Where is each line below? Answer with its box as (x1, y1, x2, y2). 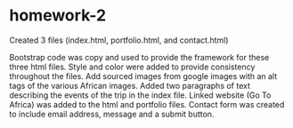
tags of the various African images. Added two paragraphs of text (9, 80, 251, 91)
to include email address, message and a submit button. (9, 108, 215, 119)
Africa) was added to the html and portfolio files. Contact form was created (9, 99, 285, 109)
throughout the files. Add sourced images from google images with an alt (9, 70, 278, 81)
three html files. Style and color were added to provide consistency (9, 61, 256, 72)
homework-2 (9, 5, 107, 26)
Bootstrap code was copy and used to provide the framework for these (9, 52, 270, 62)
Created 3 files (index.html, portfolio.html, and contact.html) (9, 35, 229, 45)
